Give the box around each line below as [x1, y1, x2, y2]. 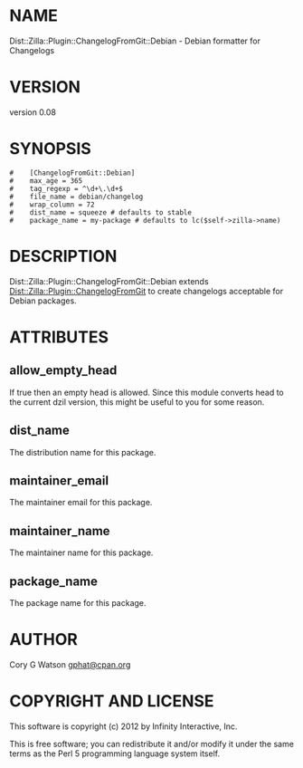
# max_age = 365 [9, 176, 83, 186]
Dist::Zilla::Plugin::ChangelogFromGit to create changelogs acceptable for [9, 285, 284, 296]
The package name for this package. [9, 598, 147, 608]
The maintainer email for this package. [9, 497, 153, 508]
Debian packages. [9, 295, 77, 306]
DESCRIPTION [9, 246, 118, 266]
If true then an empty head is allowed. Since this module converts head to [9, 387, 285, 398]
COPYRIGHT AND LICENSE [9, 691, 214, 712]
